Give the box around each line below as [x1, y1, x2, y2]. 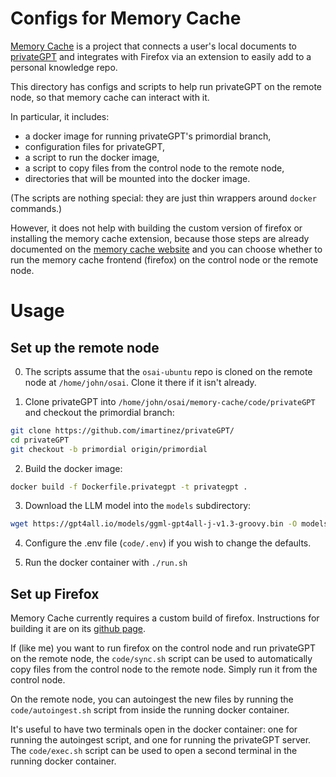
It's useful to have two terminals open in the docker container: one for [10, 723, 298, 736]
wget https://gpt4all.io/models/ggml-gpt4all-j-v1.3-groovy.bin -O [10, 519, 298, 529]
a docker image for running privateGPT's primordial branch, [24, 130, 272, 142]
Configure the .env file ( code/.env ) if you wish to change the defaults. [24, 537, 312, 549]
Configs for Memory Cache [10, 7, 242, 30]
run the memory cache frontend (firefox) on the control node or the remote [10, 253, 319, 266]
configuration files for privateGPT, [24, 140, 166, 152]
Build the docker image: [24, 462, 123, 474]
